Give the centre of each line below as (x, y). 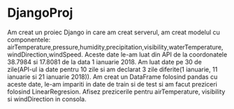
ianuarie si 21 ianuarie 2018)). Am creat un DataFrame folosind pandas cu (112, 77)
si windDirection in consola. (47, 99)
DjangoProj (40, 13)
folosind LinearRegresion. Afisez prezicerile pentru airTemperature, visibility (116, 92)
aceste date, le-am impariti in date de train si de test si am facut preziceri (112, 84)
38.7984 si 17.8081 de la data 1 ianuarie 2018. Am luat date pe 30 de (105, 61)
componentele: (29, 39)
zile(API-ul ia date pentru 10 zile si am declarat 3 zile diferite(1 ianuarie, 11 (112, 69)
